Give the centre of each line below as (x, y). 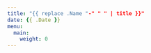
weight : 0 (34, 39)
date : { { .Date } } (34, 20)
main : (22, 33)
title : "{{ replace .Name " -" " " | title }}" (76, 13)
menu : (15, 26)
